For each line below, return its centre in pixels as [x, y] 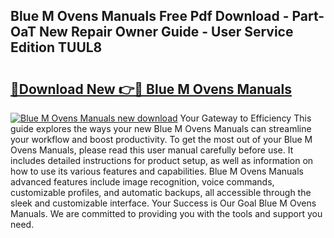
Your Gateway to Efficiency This [245, 118]
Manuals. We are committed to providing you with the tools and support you [166, 213]
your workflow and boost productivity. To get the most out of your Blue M [161, 139]
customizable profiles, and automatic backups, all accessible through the [161, 192]
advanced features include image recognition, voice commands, [142, 182]
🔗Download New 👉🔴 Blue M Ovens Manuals [151, 89]
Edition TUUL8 [56, 47]
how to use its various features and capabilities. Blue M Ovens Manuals [157, 171]
